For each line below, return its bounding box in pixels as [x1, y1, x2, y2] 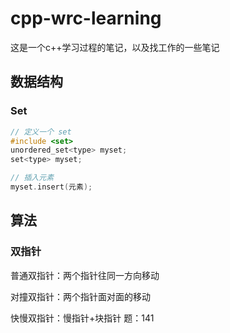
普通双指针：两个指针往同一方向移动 [10, 269, 160, 281]
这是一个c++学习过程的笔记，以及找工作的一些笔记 [10, 41, 220, 53]
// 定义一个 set [10, 127, 72, 137]
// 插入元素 [10, 173, 55, 183]
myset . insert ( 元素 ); [10, 182, 93, 192]
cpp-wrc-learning [10, 7, 162, 30]
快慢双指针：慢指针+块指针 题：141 [10, 312, 155, 324]
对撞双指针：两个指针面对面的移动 [10, 290, 151, 302]
